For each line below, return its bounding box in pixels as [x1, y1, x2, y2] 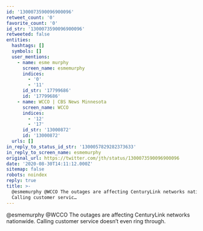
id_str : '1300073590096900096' [6, 25, 85, 32]
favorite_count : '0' [6, 20, 59, 26]
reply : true [6, 178, 36, 184]
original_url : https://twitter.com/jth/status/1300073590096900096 [6, 155, 180, 161]
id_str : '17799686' [22, 88, 71, 94]
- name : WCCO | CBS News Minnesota [17, 99, 107, 105]
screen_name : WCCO [22, 104, 69, 111]
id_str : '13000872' [22, 127, 71, 133]
